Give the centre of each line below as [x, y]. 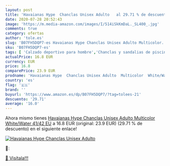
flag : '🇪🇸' [18, 85]
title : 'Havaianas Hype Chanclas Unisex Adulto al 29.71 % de [75, 15]
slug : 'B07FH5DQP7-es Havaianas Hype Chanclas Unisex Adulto [71, 43]
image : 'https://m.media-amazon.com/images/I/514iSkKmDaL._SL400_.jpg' [82, 24]
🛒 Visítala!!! [17, 158]
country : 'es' [20, 80]
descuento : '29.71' [26, 99]
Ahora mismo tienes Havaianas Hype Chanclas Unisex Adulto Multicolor [80, 118]
